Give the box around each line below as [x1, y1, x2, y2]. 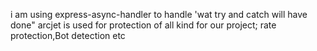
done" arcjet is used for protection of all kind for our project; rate [10, 19, 277, 31]
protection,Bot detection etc [10, 30, 126, 41]
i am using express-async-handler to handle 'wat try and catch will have [10, 9, 308, 20]
